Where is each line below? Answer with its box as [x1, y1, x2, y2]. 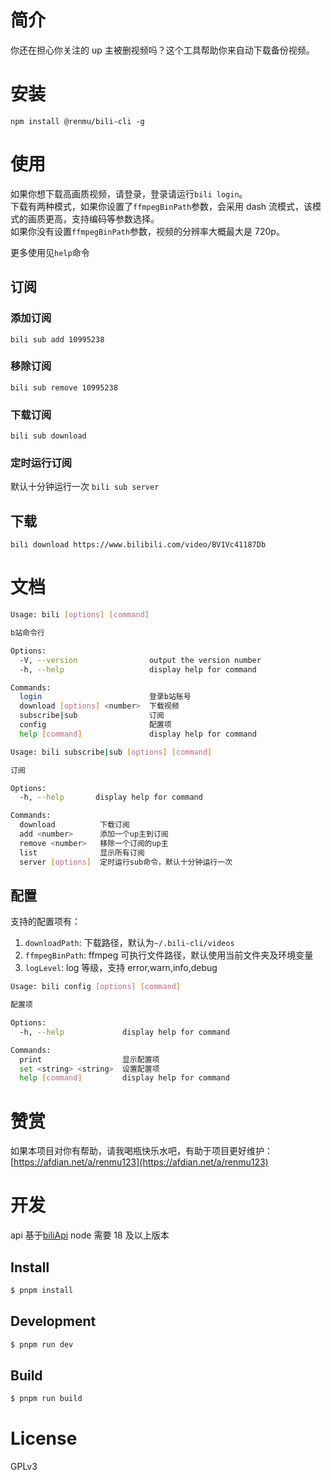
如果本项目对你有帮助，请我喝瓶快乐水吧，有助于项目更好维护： [10, 1145, 273, 1157]
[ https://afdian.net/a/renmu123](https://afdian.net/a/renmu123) [10, 1156, 269, 1168]
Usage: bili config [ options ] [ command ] [10, 982, 182, 992]
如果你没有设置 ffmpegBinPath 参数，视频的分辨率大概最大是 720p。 [10, 225, 285, 237]
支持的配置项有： [10, 916, 81, 928]
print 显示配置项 [19, 1054, 160, 1065]
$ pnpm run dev [10, 1339, 74, 1350]
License [10, 1427, 78, 1450]
